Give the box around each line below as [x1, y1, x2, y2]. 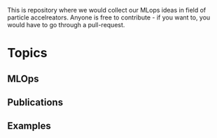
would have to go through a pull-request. [7, 21, 125, 29]
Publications [7, 96, 64, 108]
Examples [7, 120, 51, 132]
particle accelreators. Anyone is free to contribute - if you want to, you [7, 13, 211, 22]
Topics [7, 45, 48, 61]
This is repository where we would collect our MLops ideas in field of [7, 6, 206, 14]
